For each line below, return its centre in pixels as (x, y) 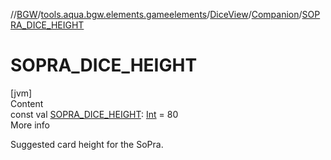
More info (30, 125)
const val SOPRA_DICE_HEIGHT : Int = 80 (94, 114)
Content (27, 103)
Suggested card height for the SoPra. (87, 144)
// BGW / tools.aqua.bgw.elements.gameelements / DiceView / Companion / (156, 14)
